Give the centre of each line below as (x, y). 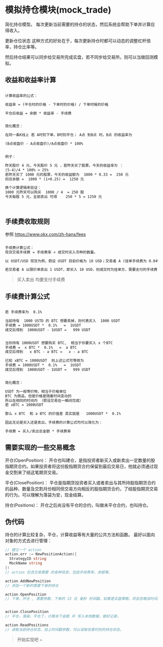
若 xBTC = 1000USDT (24, 405)
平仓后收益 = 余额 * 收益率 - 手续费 (38, 113)
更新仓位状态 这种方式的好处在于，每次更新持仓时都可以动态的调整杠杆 (76, 41)
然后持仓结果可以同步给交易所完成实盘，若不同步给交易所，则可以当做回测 (79, 57)
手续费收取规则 (27, 222)
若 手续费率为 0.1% (24, 312)
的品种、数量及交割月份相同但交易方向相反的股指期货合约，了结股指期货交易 (81, 489)
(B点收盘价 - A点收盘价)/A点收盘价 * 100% (44, 144)
